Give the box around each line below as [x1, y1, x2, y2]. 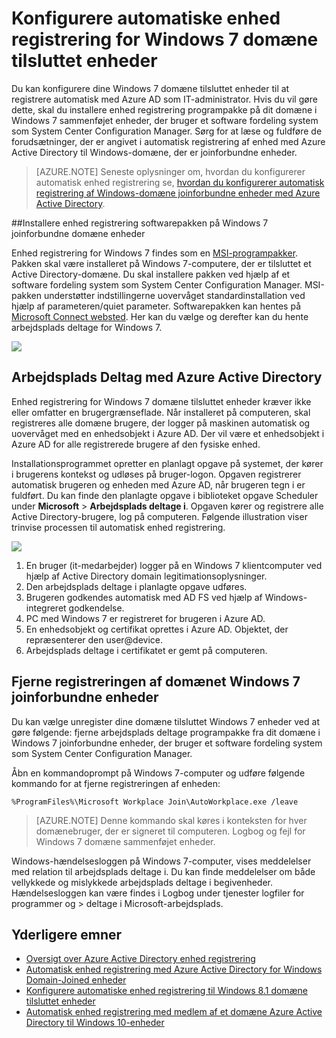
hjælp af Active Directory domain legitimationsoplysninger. [25, 570, 268, 582]
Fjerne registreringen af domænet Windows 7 [11, 673, 301, 691]
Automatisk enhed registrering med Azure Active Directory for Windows [25, 963, 323, 976]
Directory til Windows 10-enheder [25, 1017, 165, 1029]
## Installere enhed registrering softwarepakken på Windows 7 [11, 217, 269, 229]
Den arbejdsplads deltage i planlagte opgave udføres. [25, 580, 248, 592]
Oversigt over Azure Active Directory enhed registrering [25, 953, 256, 965]
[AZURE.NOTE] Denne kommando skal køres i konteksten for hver [35, 814, 308, 826]
